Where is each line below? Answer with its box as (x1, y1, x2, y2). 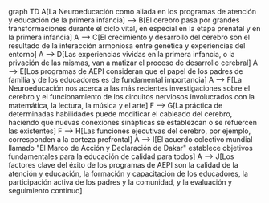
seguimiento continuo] (8, 186, 83, 195)
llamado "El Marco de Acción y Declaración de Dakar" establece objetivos (8, 144, 253, 152)
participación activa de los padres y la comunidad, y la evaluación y (8, 177, 233, 187)
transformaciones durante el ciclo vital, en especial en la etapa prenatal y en (8, 24, 261, 33)
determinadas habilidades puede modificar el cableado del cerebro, (8, 109, 233, 119)
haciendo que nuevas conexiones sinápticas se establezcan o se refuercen (8, 118, 258, 127)
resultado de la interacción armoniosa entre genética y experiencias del (8, 41, 246, 51)
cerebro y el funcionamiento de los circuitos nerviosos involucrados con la (8, 92, 255, 101)
